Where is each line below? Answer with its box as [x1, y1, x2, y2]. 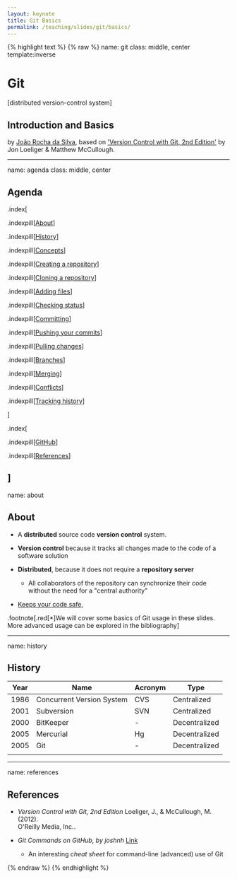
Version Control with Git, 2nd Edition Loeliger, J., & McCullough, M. [17, 808, 212, 816]
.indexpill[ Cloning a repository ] [7, 273, 97, 281]
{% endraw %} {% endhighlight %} [7, 863, 109, 872]
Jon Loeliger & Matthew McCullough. [7, 146, 115, 154]
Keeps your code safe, [17, 600, 83, 608]
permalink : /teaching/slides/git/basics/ [7, 23, 131, 30]
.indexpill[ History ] [7, 232, 59, 240]
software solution [17, 551, 68, 559]
